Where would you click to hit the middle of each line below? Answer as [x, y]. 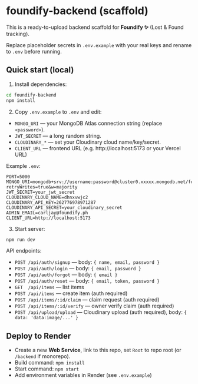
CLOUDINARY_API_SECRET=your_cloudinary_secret [64, 207]
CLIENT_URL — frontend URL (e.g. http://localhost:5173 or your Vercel [98, 148]
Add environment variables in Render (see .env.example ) [83, 375]
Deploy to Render [39, 336]
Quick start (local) [40, 70]
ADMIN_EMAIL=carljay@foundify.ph [47, 213]
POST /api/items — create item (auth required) [71, 293]
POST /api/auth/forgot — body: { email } [66, 274]
